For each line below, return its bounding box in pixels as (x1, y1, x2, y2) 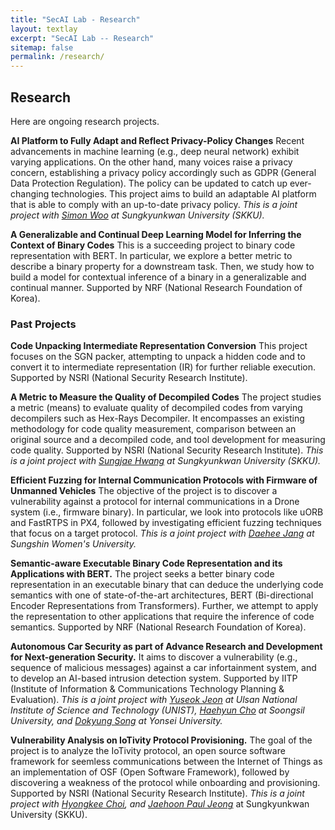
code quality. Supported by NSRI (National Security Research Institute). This (10, 444, 324, 456)
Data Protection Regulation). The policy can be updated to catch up (10, 177, 288, 189)
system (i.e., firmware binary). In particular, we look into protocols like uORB (10, 506, 324, 518)
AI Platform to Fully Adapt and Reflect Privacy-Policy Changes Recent (10, 134, 305, 146)
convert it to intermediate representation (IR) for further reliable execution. (10, 361, 316, 373)
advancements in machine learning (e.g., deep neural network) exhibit (10, 145, 300, 157)
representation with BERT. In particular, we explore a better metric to (10, 249, 293, 261)
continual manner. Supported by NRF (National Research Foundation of (10, 281, 303, 293)
